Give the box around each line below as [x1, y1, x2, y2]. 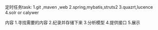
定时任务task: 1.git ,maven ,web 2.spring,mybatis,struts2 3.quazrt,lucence [5, 4, 153, 10]
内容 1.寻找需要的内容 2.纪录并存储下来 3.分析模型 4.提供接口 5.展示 [5, 20, 140, 25]
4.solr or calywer [5, 10, 39, 15]
